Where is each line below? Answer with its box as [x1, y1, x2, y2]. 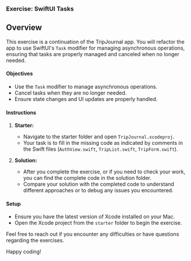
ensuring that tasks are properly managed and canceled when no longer [6, 50, 179, 57]
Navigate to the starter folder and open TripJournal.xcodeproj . [23, 133, 175, 140]
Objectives [6, 70, 33, 77]
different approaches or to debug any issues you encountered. [23, 187, 174, 194]
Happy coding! [6, 248, 42, 255]
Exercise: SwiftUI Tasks [6, 5, 74, 13]
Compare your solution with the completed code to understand [23, 180, 175, 188]
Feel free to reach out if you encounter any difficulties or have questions [6, 231, 179, 238]
